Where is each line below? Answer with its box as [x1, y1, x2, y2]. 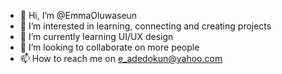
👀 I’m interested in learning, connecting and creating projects [19, 20, 272, 32]
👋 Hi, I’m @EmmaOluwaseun [19, 10, 138, 21]
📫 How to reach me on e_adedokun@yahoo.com [19, 53, 223, 64]
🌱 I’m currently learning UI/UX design [19, 31, 174, 42]
